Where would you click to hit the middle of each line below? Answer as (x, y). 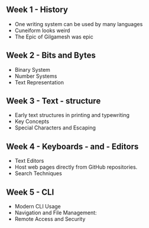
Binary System (32, 69)
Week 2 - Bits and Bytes (51, 56)
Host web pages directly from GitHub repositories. (76, 167)
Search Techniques (38, 173)
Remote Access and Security (50, 219)
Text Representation (39, 82)
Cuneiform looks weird (42, 30)
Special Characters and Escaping (55, 128)
